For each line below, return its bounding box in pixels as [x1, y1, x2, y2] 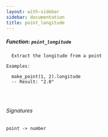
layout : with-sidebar [6, 8, 60, 15]
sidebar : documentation [6, 14, 65, 20]
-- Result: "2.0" [11, 79, 55, 85]
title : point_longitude [6, 20, 65, 26]
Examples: [6, 63, 31, 69]
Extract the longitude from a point [11, 53, 102, 59]
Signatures [6, 107, 33, 114]
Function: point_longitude [6, 38, 72, 45]
